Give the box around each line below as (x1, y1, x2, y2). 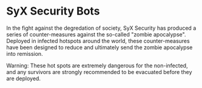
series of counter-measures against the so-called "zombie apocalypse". (6, 30, 186, 38)
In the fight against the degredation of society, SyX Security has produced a (6, 24, 197, 32)
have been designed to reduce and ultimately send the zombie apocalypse (6, 44, 193, 51)
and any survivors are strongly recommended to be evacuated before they (6, 68, 192, 75)
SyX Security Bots (6, 4, 100, 18)
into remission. (6, 50, 44, 57)
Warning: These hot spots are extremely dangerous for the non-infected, (6, 62, 188, 69)
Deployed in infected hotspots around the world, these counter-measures (6, 37, 190, 44)
